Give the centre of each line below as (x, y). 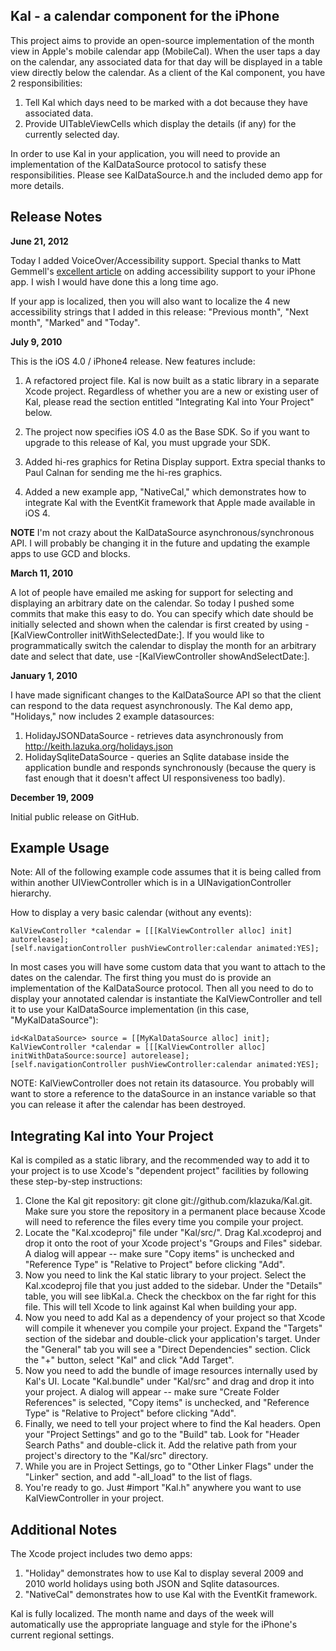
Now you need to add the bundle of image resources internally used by (171, 1371)
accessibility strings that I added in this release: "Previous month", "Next (159, 311)
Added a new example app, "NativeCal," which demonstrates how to (165, 491)
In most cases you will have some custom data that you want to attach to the (168, 967)
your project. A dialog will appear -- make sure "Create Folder (152, 1392)
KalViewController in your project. (94, 1498)
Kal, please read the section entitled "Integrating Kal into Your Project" (169, 401)
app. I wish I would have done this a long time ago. (114, 281)
